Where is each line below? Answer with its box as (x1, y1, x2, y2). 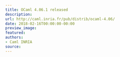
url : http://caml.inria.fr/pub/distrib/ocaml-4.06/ (5, 16, 115, 21)
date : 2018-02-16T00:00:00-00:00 (5, 21, 75, 26)
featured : (5, 30, 26, 35)
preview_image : (5, 26, 37, 31)
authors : (5, 35, 23, 40)
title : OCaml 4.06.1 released (5, 7, 68, 12)
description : (5, 12, 32, 17)
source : (5, 44, 21, 49)
